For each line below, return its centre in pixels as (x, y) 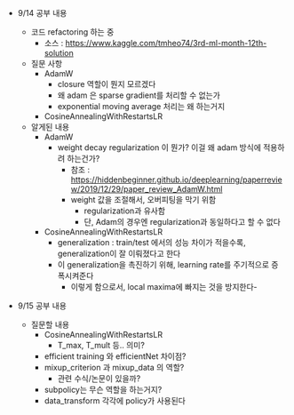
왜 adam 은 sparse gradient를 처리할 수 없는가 (139, 95)
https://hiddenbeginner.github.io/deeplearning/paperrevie (176, 180)
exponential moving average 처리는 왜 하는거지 (141, 106)
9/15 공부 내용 (42, 306)
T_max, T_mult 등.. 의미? (101, 345)
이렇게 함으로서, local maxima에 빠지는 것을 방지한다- (164, 287)
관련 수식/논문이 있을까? (99, 379)
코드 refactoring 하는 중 (72, 32)
